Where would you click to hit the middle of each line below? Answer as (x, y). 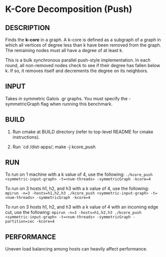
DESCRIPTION (27, 28)
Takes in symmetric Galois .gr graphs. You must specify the (66, 98)
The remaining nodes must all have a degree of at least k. (64, 50)
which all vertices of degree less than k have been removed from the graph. (83, 45)
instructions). (26, 137)
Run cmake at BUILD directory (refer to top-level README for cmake (83, 132)
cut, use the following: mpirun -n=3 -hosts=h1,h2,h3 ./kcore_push (73, 212)
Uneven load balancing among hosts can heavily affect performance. (76, 249)
